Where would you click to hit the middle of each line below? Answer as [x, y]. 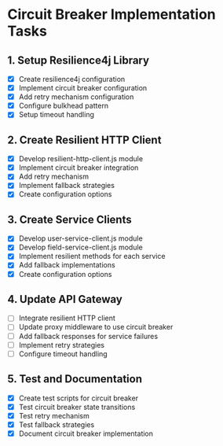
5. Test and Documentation [75, 379]
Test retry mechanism [54, 415]
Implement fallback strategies [67, 186]
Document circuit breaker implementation [86, 433]
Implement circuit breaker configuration [83, 88]
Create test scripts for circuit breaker [79, 398]
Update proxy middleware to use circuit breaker [96, 327]
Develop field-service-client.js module [80, 247]
